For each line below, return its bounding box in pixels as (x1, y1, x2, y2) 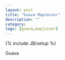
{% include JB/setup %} (5, 40, 56, 46)
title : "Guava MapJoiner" (5, 12, 60, 17)
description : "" (5, 17, 40, 22)
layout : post (5, 7, 33, 13)
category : (5, 21, 27, 27)
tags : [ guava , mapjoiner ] (5, 26, 58, 32)
